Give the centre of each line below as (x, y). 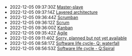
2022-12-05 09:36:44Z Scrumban (44, 17)
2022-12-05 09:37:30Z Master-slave (47, 7)
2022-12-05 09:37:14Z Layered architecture (54, 12)
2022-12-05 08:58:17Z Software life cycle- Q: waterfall (65, 43)
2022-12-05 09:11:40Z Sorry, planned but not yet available (68, 38)
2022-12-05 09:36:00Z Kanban (41, 28)
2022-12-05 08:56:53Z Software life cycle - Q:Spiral (62, 48)
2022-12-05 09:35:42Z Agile (38, 33)
